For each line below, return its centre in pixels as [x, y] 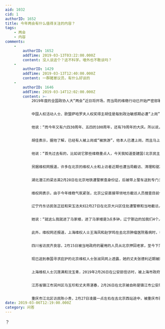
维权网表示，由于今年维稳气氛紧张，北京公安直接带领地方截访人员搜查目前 [95, 193]
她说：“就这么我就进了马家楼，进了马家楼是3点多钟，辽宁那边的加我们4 [93, 219]
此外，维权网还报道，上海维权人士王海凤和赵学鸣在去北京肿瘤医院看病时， [95, 233]
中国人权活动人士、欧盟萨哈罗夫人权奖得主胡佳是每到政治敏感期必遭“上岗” [96, 114]
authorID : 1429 [38, 69]
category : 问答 [20, 307]
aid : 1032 [15, 10]
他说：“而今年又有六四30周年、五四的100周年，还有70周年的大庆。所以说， [97, 127]
